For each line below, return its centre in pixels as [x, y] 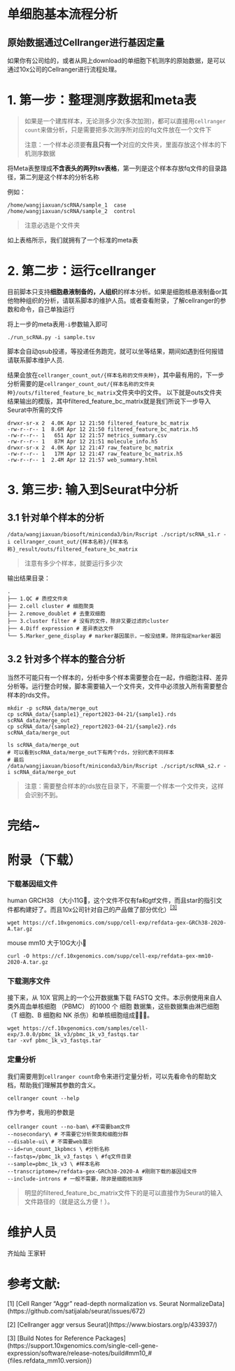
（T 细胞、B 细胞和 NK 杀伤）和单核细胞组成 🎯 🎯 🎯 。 [80, 1015]
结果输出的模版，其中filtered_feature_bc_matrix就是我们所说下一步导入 [109, 401]
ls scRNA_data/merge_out [43, 745]
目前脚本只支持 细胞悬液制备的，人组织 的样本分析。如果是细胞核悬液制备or [114, 291]
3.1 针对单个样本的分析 [56, 518]
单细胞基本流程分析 [63, 14]
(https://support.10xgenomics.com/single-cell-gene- [83, 1346]
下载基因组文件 [33, 883]
